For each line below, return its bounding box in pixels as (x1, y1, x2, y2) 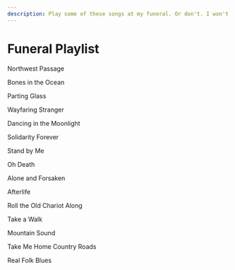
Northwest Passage (7, 64, 65, 73)
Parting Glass (7, 91, 47, 100)
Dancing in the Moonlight (7, 119, 80, 127)
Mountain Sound (7, 228, 56, 237)
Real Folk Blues (7, 256, 52, 264)
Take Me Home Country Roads (7, 242, 97, 251)
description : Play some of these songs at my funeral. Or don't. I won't (7, 10, 229, 18)
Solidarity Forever (7, 132, 59, 141)
